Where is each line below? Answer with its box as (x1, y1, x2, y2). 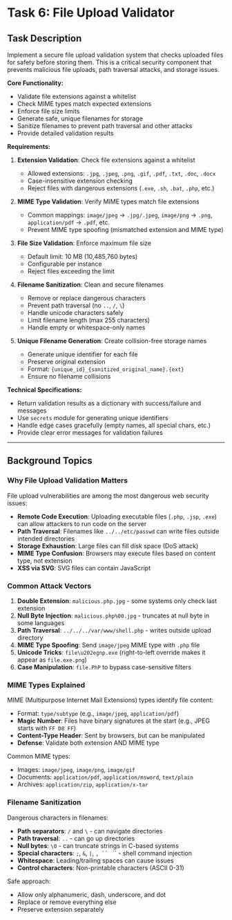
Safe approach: (7, 877, 51, 885)
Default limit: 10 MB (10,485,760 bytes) (27, 253, 138, 260)
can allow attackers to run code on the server (17, 519, 147, 527)
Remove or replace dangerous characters (27, 294, 146, 302)
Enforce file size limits (17, 107, 80, 115)
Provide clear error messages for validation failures (17, 429, 164, 437)
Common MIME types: (7, 752, 71, 761)
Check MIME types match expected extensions (17, 100, 152, 108)
